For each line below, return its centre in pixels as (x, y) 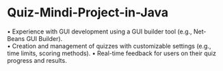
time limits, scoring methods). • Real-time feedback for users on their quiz (112, 53)
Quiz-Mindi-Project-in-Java (88, 13)
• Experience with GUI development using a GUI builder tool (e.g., (100, 31)
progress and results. (37, 60)
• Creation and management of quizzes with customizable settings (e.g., (109, 46)
